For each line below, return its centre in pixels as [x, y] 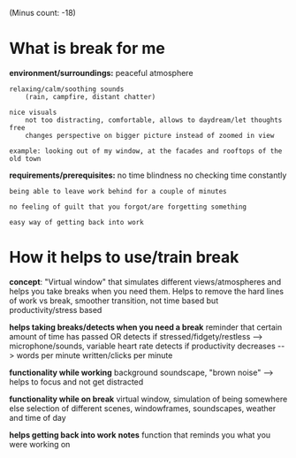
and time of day [38, 417]
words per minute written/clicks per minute [95, 355]
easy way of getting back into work [76, 222]
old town [25, 158]
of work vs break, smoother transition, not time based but [114, 301]
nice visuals [33, 112]
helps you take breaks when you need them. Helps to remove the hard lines [147, 291]
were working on [40, 444]
